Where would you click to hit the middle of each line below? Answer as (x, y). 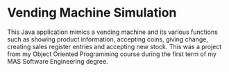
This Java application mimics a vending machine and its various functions (113, 32)
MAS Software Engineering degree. (58, 61)
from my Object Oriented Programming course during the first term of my (112, 54)
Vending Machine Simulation (92, 13)
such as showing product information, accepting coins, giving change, (108, 39)
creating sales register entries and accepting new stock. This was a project (114, 46)
